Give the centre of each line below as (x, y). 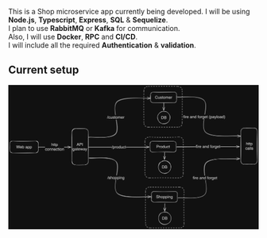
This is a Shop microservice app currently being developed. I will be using (129, 12)
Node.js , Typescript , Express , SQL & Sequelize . (88, 20)
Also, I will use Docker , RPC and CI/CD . (73, 36)
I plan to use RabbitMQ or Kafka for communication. (94, 28)
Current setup (44, 70)
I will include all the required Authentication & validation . (102, 45)
